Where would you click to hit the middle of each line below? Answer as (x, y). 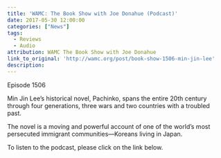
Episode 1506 (27, 85)
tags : (15, 33)
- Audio (25, 46)
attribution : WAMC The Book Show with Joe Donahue (82, 53)
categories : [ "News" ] (38, 26)
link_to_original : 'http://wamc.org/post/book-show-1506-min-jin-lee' (111, 59)
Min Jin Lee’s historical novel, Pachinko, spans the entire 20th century (107, 98)
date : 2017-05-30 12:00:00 (46, 20)
